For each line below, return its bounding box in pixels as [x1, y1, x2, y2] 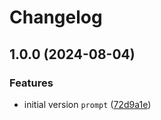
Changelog [9, 6, 103, 29]
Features [9, 76, 54, 90]
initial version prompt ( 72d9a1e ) [23, 98, 152, 110]
